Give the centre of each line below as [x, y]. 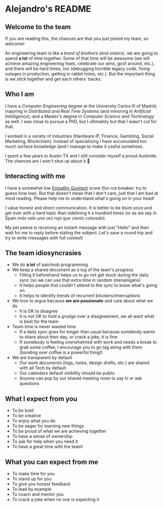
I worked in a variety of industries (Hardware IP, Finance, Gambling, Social [80, 136]
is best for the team [39, 321]
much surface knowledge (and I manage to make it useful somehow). [74, 146]
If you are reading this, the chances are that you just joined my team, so [77, 38]
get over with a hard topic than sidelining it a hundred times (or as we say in [81, 213]
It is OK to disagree [38, 311]
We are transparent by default [42, 358]
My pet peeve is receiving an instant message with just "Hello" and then [77, 227]
